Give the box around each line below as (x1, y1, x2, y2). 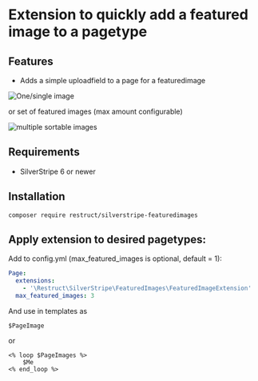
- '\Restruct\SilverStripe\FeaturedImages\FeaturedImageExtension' (22, 284, 252, 293)
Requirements (8, 146, 80, 159)
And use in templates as (8, 306, 88, 315)
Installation (8, 190, 65, 203)
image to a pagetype (8, 22, 148, 41)
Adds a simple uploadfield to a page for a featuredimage (19, 76, 206, 85)
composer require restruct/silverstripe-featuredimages (8, 211, 198, 219)
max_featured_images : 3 (15, 292, 94, 300)
